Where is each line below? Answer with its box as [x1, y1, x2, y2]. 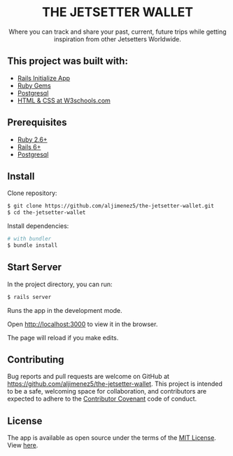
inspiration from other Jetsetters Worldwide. [53, 34, 182, 43]
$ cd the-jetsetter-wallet [7, 209, 86, 216]
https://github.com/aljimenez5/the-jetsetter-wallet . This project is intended [7, 380, 223, 388]
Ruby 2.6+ [17, 135, 48, 144]
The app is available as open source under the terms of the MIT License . [7, 434, 217, 442]
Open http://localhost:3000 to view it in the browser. [7, 320, 158, 328]
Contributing [7, 354, 64, 366]
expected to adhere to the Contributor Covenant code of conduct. [7, 394, 197, 403]
